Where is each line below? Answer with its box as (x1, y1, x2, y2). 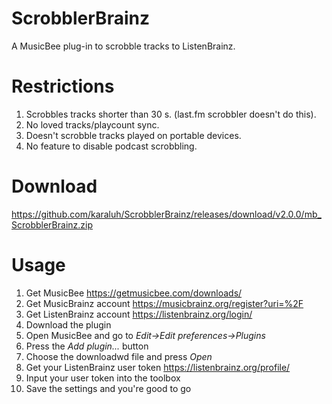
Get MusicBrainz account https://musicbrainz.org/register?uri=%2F (25, 297, 304, 309)
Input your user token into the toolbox (25, 372, 181, 384)
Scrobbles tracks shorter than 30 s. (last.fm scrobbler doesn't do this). (25, 108, 317, 120)
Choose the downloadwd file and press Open (25, 350, 213, 362)
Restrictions (11, 75, 115, 98)
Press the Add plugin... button (25, 340, 149, 352)
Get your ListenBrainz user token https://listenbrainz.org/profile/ (25, 361, 291, 373)
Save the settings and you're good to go (25, 382, 192, 394)
